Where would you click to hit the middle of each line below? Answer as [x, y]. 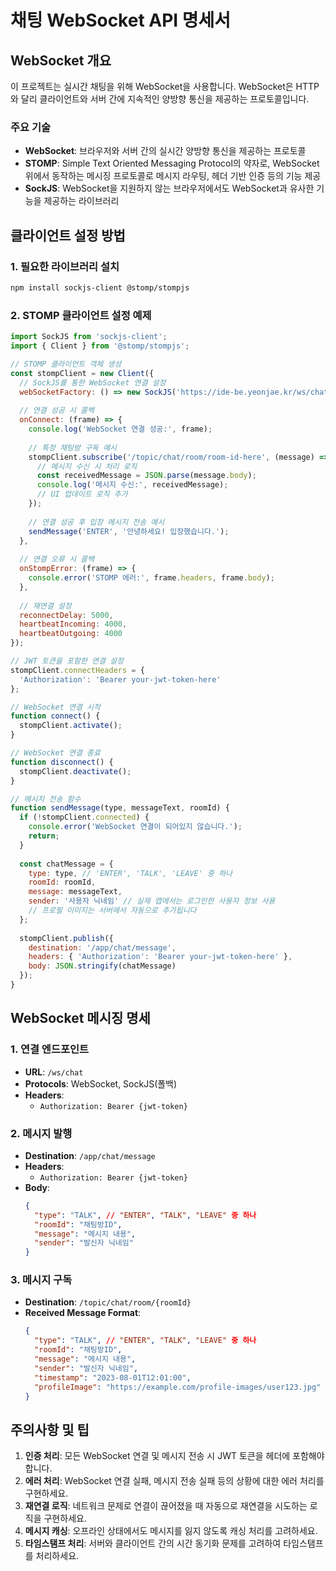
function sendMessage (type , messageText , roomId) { [120, 808]
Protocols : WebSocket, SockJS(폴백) [101, 1083]
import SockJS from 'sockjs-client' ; [89, 337]
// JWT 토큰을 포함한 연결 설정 [67, 661]
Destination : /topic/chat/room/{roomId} [108, 1302]
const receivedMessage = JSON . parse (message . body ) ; [146, 476]
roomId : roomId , [62, 882]
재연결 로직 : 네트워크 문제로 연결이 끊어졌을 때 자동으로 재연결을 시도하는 [166, 1506]
